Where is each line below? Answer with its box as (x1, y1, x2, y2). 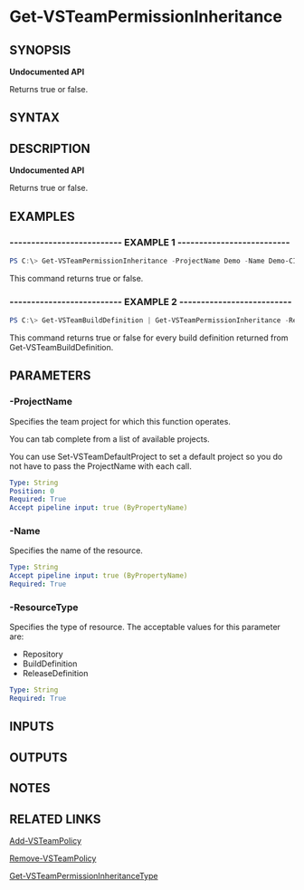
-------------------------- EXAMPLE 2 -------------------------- (9, 295, 292, 308)
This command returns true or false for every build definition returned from (9, 332, 289, 343)
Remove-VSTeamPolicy (9, 853, 97, 864)
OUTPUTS (9, 750, 68, 765)
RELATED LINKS (9, 811, 101, 827)
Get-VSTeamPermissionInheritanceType (9, 871, 158, 882)
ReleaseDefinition (22, 668, 89, 679)
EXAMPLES (9, 208, 75, 224)
